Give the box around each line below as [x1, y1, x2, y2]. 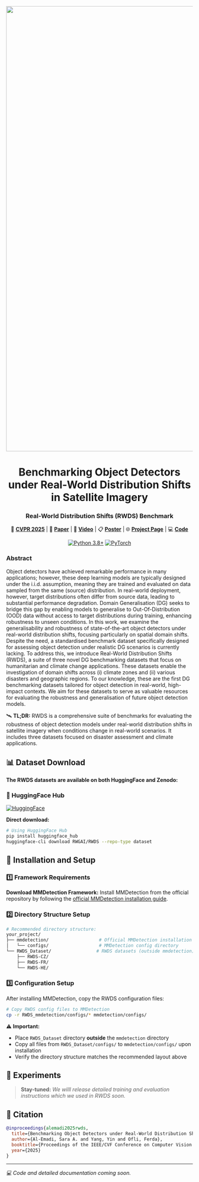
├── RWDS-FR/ [17, 959, 49, 965]
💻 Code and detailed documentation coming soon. [6, 1170, 131, 1177]
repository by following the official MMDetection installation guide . [6, 895, 168, 902]
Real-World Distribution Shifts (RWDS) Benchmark [25, 512, 174, 520]
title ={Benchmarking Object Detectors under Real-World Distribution [11, 1131, 187, 1137]
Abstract [6, 554, 33, 563]
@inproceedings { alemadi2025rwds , [6, 1125, 89, 1132]
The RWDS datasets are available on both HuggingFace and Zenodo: [6, 776, 178, 783]
